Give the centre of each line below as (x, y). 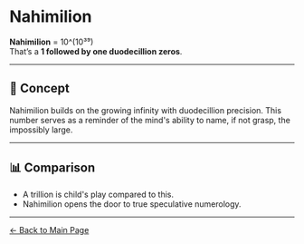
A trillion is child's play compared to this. (98, 194)
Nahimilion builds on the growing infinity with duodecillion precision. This (146, 110)
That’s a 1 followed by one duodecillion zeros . (96, 51)
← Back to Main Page (49, 229)
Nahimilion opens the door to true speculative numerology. (132, 204)
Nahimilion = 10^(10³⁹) (52, 42)
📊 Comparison (52, 168)
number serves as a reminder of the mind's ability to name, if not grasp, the (150, 120)
